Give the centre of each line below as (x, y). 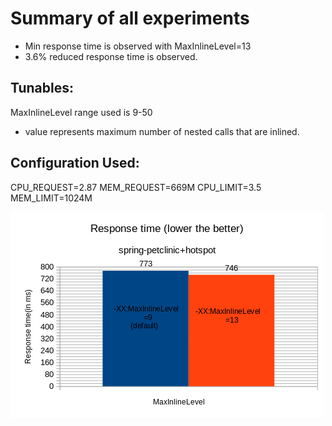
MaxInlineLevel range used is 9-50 (81, 112)
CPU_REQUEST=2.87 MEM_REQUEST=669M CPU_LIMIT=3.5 (136, 187)
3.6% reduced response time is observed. (111, 56)
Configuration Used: (75, 163)
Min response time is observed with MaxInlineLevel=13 (138, 46)
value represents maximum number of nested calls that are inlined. (162, 131)
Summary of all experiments (130, 18)
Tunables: (42, 88)
